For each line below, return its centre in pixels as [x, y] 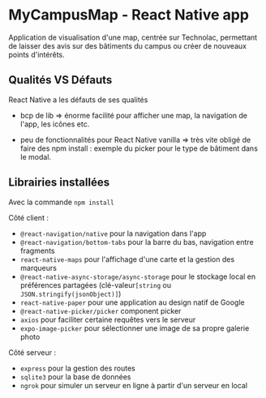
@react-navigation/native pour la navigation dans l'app [113, 233]
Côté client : [28, 217]
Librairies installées [59, 183]
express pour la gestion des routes [77, 368]
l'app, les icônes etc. [55, 124]
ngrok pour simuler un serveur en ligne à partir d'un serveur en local [134, 385]
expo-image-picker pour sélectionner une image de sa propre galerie [135, 328]
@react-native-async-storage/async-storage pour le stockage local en [138, 276]
